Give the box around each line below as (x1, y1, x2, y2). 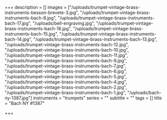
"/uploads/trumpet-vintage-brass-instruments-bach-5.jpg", (4, 74, 127, 79)
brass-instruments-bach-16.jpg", (4, 26, 72, 32)
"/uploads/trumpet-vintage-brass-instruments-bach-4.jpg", (4, 79, 127, 85)
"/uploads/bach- (127, 90, 161, 95)
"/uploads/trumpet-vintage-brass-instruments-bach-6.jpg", (4, 68, 127, 74)
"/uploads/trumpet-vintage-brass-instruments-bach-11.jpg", (4, 52, 128, 58)
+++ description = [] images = (4, 5, 67, 10)
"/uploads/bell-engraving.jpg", (32, 20, 95, 26)
